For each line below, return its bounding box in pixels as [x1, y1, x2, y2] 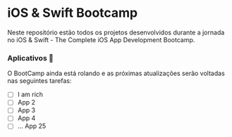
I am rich [17, 90, 44, 99]
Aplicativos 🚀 [7, 53, 54, 63]
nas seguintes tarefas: [7, 77, 72, 85]
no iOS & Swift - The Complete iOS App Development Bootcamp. [7, 35, 195, 44]
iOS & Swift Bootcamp [7, 5, 138, 21]
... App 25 [17, 122, 47, 131]
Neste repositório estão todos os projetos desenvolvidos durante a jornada [7, 28, 225, 37]
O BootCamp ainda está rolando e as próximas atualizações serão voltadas [7, 69, 226, 78]
